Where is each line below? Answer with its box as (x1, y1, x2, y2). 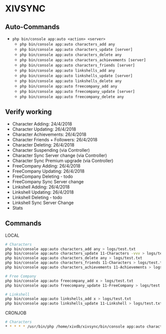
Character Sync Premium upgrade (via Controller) (12, 158, 114, 164)
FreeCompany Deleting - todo (12, 173, 73, 179)
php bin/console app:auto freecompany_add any (19, 84, 118, 89)
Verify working (5, 108, 52, 116)
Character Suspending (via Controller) (12, 147, 90, 153)
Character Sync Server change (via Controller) (12, 152, 107, 158)
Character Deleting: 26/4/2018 (12, 142, 75, 148)
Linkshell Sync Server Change (12, 200, 74, 206)
